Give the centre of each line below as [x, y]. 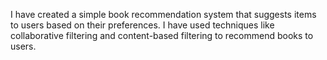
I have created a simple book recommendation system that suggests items [163, 14]
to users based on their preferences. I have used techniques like [142, 25]
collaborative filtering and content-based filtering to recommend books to [162, 35]
